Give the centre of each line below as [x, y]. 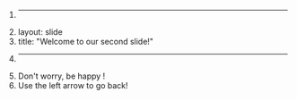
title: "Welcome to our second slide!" [86, 42]
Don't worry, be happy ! [61, 76]
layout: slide [40, 32]
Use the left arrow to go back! [73, 85]
